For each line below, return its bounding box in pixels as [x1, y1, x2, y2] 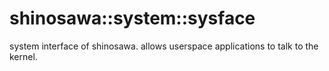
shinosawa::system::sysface [9, 7, 256, 30]
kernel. [9, 50, 38, 62]
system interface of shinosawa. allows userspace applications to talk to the [9, 40, 319, 52]
